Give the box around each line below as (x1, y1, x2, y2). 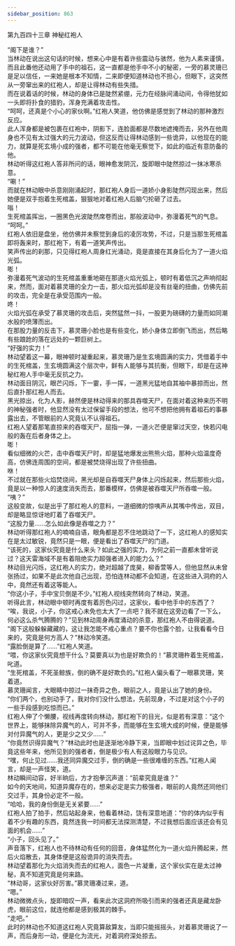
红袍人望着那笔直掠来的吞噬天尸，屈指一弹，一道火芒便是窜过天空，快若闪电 (7, 422, 228, 431)
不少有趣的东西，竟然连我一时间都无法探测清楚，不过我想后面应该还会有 (13, 817, 222, 825)
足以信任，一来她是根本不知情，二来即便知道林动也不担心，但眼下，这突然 (13, 72, 228, 80)
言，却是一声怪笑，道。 (7, 764, 75, 773)
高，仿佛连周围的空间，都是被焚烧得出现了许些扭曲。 (7, 458, 161, 466)
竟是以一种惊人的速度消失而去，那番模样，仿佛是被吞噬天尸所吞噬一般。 (7, 484, 215, 492)
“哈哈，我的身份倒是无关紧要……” (7, 799, 103, 808)
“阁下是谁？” (7, 45, 44, 53)
